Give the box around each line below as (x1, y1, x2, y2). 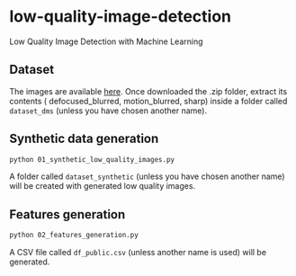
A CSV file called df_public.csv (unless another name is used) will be (9, 247, 267, 258)
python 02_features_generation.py (9, 231, 139, 240)
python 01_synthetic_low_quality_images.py (9, 155, 175, 164)
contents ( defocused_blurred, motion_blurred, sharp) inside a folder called (9, 95, 288, 106)
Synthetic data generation (9, 131, 159, 147)
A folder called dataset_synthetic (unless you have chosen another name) (9, 171, 285, 182)
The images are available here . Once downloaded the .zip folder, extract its (9, 85, 288, 96)
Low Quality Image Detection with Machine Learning (9, 36, 204, 47)
